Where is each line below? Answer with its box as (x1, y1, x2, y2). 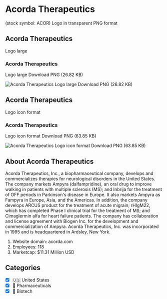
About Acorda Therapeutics (5, 157, 94, 165)
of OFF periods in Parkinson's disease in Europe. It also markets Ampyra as (5, 191, 160, 197)
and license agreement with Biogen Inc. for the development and (5, 218, 138, 224)
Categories (5, 263, 41, 272)
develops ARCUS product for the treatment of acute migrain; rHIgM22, (5, 202, 150, 208)
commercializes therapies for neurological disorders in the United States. (5, 175, 155, 181)
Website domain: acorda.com (12, 238, 73, 244)
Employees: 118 (12, 243, 44, 249)
